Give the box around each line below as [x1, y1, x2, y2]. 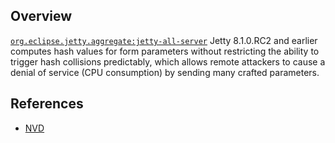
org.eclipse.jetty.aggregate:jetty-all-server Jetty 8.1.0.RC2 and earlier [10, 34, 318, 46]
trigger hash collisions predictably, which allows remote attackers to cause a [10, 55, 326, 68]
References [10, 95, 84, 113]
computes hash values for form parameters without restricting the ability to [10, 45, 320, 57]
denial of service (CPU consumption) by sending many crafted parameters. [10, 66, 320, 78]
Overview [10, 8, 73, 25]
